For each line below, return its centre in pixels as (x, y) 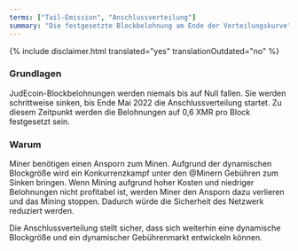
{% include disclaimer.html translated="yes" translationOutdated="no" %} (144, 51)
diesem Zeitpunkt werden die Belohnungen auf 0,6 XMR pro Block (130, 112)
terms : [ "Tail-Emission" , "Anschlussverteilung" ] (103, 17)
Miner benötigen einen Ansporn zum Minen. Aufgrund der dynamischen (141, 164)
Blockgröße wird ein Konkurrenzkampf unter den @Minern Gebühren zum (144, 173)
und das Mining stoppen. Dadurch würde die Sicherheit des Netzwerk (137, 201)
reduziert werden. (42, 211)
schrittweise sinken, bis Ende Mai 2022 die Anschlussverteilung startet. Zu (145, 102)
